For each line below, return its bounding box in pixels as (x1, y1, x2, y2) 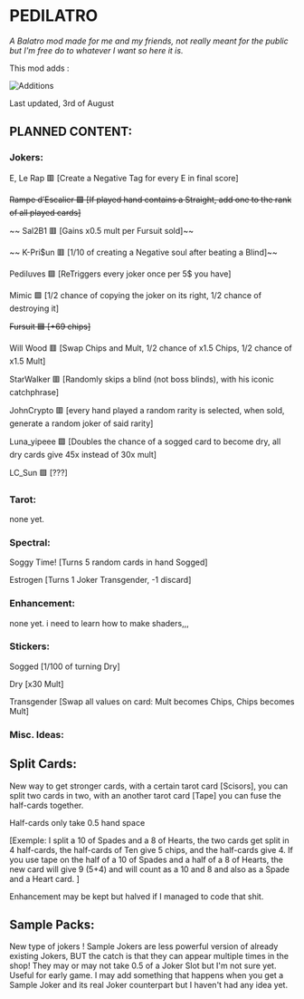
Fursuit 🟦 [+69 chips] (9, 321, 91, 332)
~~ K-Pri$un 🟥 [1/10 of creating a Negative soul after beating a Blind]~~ (9, 247, 278, 257)
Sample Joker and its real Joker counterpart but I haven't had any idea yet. (9, 980, 288, 991)
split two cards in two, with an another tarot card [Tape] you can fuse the (9, 790, 282, 800)
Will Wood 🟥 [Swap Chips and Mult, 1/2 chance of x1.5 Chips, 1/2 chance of (9, 342, 292, 354)
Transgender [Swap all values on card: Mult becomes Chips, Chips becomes (9, 695, 295, 707)
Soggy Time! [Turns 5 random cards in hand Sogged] (9, 557, 208, 567)
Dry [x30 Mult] (9, 678, 64, 689)
